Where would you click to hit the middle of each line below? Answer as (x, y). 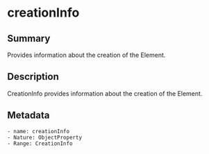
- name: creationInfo (39, 131)
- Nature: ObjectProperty (44, 137)
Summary (29, 38)
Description (33, 77)
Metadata (28, 115)
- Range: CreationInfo (40, 144)
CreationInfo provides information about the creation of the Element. (105, 93)
